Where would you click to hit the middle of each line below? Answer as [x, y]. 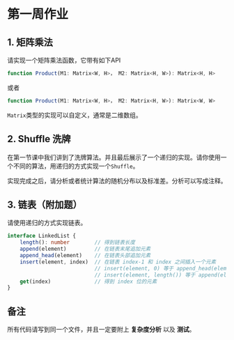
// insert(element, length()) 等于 [145, 275]
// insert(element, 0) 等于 [134, 268]
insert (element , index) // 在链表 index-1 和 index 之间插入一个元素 [118, 262]
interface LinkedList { [42, 236]
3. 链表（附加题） [45, 204]
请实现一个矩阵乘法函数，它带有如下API [64, 60]
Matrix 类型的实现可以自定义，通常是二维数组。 [75, 115]
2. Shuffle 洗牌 [39, 139]
